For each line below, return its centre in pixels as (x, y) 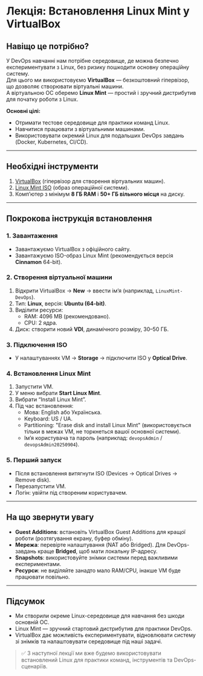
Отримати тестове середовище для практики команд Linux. (92, 123)
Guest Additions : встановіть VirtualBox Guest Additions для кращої (100, 532)
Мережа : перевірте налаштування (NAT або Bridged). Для (90, 544)
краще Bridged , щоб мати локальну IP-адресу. (98, 551)
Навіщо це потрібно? (48, 46)
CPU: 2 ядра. (40, 323)
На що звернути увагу (50, 517)
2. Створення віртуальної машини (60, 277)
